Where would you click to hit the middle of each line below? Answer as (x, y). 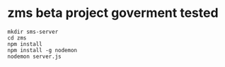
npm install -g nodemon (42, 50)
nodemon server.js (34, 56)
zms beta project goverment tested (113, 13)
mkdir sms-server (33, 32)
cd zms (17, 38)
